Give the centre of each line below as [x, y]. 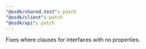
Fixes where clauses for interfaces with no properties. [73, 40]
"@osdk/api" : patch [30, 23]
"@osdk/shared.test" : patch [41, 12]
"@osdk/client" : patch [34, 17]
